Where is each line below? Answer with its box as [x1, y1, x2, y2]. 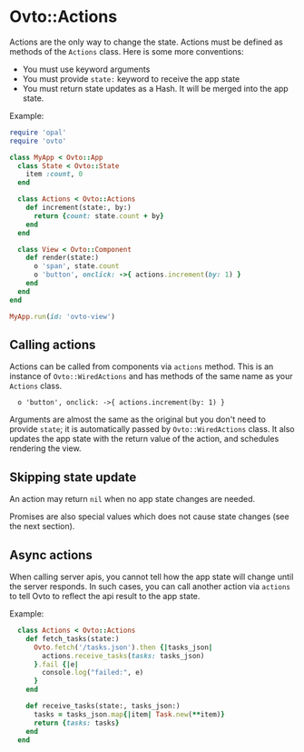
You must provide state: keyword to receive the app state [22, 73, 240, 84]
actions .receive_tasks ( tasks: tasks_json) [42, 651, 205, 660]
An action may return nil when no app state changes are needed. [9, 494, 256, 505]
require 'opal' [9, 127, 67, 137]
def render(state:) [25, 253, 100, 263]
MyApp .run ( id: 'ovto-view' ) [9, 312, 116, 321]
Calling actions [9, 336, 96, 352]
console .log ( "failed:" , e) [42, 668, 144, 677]
